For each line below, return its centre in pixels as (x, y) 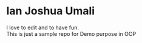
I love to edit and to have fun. (43, 27)
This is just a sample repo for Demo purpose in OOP (71, 33)
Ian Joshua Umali (51, 11)
